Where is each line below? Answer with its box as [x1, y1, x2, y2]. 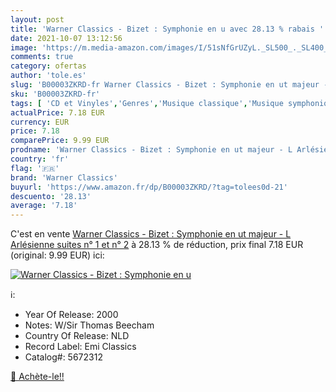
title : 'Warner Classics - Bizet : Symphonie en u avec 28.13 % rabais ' [10, 24, 325, 34]
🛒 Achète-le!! [10, 371, 65, 383]
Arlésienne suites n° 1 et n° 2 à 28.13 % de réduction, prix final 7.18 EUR [10, 239, 304, 251]
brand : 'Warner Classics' [10, 172, 118, 183]
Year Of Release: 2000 [24, 309, 119, 321]
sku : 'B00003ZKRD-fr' [10, 89, 101, 99]
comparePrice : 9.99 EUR [10, 136, 110, 146]
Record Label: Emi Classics [24, 341, 137, 353]
